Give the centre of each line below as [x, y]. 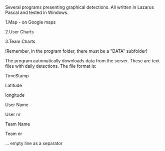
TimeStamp [17, 76]
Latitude [14, 85]
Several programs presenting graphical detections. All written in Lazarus [79, 7]
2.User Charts [19, 32]
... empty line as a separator [34, 143]
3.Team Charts [20, 41]
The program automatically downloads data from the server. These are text [82, 61]
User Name [17, 105]
